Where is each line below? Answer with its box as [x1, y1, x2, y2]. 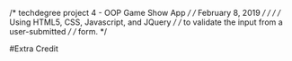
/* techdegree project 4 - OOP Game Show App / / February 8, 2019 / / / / [9, 8, 281, 18]
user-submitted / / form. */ [9, 27, 108, 36]
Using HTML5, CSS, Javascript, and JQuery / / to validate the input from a [9, 17, 283, 27]
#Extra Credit [9, 43, 58, 54]
